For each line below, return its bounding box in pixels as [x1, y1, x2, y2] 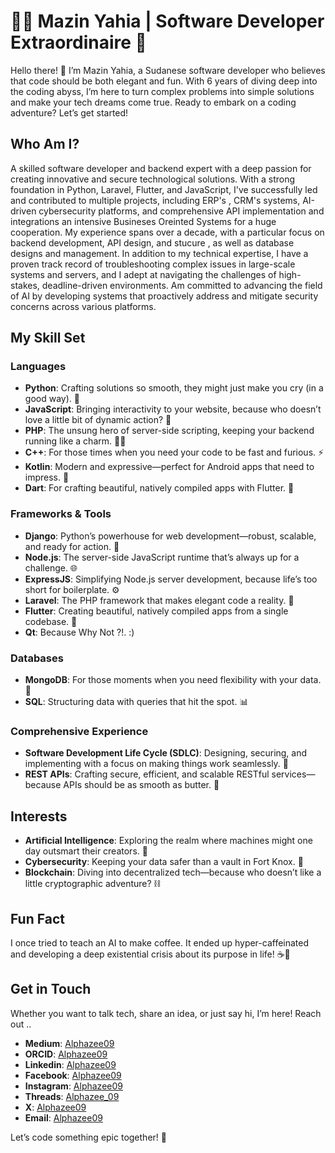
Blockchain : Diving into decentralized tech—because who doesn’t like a [24, 866, 322, 879]
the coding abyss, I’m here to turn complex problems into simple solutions [10, 85, 315, 97]
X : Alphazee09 [24, 1101, 87, 1113]
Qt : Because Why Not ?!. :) [24, 626, 135, 638]
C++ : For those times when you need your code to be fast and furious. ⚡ [24, 446, 325, 459]
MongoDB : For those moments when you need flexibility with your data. [24, 674, 322, 686]
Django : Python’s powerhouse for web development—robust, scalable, [24, 530, 317, 542]
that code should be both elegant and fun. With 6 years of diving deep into [10, 75, 318, 87]
